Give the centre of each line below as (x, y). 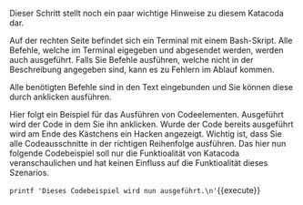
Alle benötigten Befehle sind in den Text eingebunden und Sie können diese (151, 87)
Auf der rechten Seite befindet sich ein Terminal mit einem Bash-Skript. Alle (151, 41)
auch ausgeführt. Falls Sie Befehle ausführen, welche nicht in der (131, 60)
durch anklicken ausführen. (61, 97)
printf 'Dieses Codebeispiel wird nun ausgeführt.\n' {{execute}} (135, 190)
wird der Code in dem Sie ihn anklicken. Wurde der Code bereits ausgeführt (151, 124)
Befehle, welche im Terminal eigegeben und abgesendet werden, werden (146, 50)
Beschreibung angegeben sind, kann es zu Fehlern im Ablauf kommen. (142, 69)
